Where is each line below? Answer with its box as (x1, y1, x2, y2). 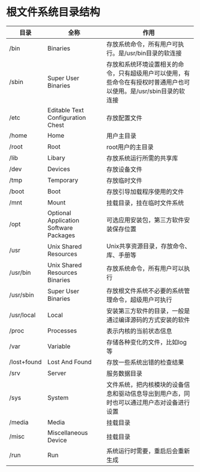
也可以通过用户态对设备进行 (112, 398, 190, 406)
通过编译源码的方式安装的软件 (106, 315, 190, 324)
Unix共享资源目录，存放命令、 (106, 242, 191, 250)
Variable (47, 342, 71, 350)
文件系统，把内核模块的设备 (106, 380, 185, 389)
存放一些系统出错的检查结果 (106, 358, 185, 367)
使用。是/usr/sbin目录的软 (112, 87, 186, 95)
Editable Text (47, 105, 85, 114)
